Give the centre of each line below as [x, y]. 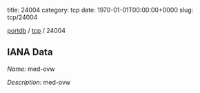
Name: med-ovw [31, 69]
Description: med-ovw [39, 82]
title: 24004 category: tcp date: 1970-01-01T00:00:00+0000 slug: [100, 10]
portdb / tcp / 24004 [36, 31]
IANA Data [30, 52]
